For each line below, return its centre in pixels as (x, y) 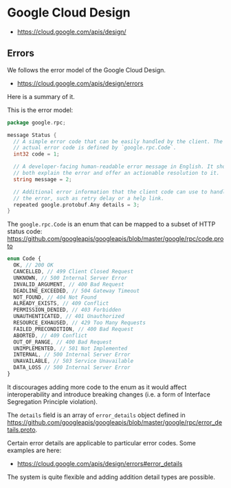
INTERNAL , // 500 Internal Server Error (72, 355)
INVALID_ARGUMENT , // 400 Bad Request (69, 284)
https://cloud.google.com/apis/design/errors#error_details (100, 463)
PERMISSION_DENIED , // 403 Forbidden (67, 310)
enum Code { (24, 259)
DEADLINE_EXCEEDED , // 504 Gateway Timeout (76, 290)
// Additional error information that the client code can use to (110, 192)
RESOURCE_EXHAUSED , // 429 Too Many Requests (80, 323)
